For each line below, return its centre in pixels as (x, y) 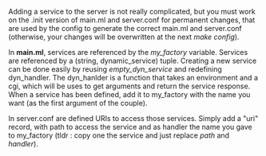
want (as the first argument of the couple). (78, 103)
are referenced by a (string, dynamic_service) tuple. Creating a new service (133, 60)
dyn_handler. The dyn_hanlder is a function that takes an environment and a (133, 78)
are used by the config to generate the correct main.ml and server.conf (125, 28)
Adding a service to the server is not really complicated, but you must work (132, 12)
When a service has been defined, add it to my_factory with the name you (129, 94)
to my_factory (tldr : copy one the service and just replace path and (119, 135)
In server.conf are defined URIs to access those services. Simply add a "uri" (133, 118)
